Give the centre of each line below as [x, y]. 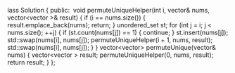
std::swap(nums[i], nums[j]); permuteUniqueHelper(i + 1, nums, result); [110, 40]
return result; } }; [32, 62]
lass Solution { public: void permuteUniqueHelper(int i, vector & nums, [108, 10]
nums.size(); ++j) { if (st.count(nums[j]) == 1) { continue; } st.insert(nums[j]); [118, 32]
